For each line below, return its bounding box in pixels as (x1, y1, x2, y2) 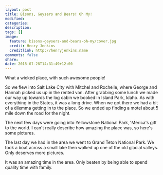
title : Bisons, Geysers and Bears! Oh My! (5, 12, 92, 17)
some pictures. (5, 130, 35, 136)
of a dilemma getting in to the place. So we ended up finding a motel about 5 (5, 105, 159, 111)
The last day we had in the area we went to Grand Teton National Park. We (5, 139, 154, 145)
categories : (5, 20, 29, 26)
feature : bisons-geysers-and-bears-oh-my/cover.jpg (9, 39, 117, 44)
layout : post (5, 7, 32, 12)
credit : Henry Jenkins (9, 43, 55, 48)
